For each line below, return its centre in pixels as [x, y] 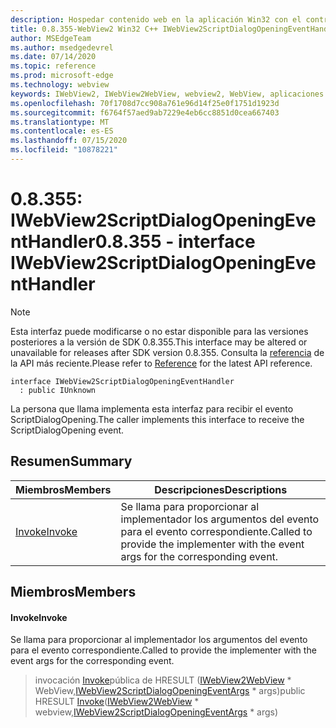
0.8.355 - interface [175, 242]
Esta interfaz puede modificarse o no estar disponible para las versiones [159, 331]
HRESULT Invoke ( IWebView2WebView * [117, 702]
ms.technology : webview [60, 85]
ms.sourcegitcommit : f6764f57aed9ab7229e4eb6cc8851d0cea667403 [145, 112]
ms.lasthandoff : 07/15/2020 [69, 141]
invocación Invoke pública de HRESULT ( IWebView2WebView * [163, 680]
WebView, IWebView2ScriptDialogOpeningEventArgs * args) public [170, 691]
